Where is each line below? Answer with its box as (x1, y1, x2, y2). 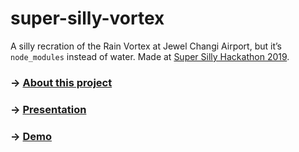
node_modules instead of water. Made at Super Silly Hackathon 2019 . (10, 50, 290, 62)
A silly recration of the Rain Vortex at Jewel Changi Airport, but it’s (10, 40, 282, 52)
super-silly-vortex (10, 7, 165, 30)
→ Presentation (10, 102, 87, 116)
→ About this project (10, 75, 113, 89)
